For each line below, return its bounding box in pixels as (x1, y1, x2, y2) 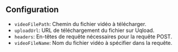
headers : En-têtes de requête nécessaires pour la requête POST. (14, 32, 173, 40)
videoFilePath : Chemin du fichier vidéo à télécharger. (14, 20, 147, 27)
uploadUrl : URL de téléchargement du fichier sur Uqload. (14, 27, 155, 34)
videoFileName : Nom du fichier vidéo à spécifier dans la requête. (14, 39, 173, 46)
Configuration (5, 5, 59, 15)
